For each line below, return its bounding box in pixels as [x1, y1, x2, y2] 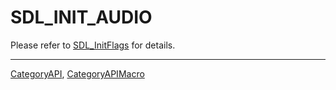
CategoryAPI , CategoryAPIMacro [10, 67, 145, 80]
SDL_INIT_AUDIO [10, 6, 153, 29]
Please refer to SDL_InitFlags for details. [10, 39, 176, 51]
